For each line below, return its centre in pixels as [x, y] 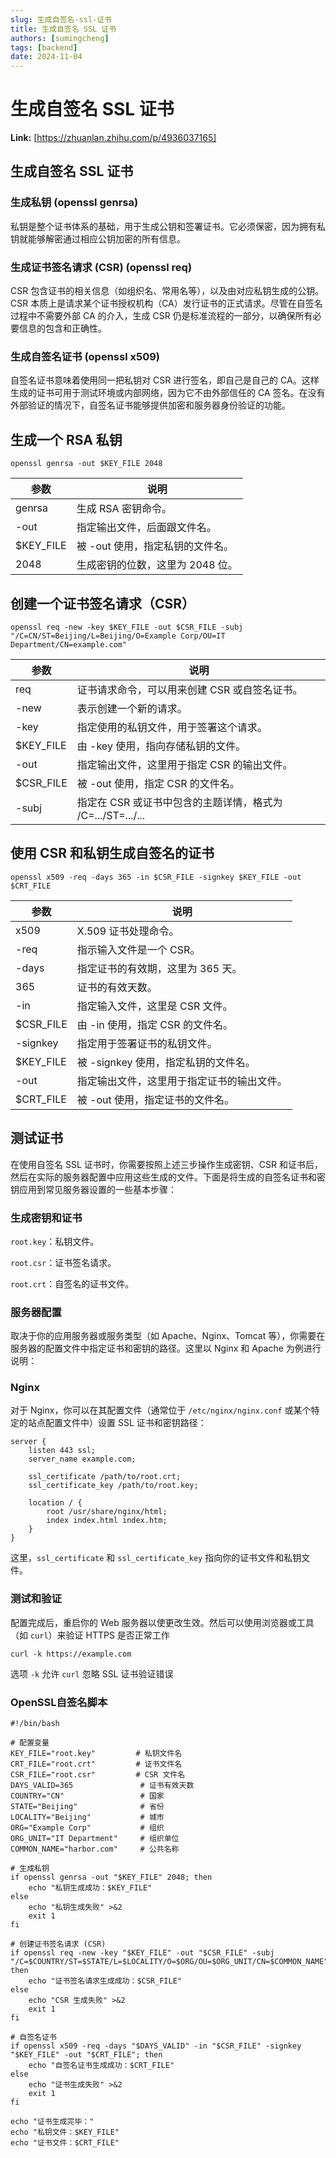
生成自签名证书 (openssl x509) [85, 356]
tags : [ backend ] [44, 47]
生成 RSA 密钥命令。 [124, 509]
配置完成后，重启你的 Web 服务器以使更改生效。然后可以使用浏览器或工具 [162, 1622]
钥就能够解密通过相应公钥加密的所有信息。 [98, 238]
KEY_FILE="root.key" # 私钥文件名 [96, 1754]
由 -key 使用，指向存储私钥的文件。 [161, 746]
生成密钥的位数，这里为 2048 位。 [157, 565]
